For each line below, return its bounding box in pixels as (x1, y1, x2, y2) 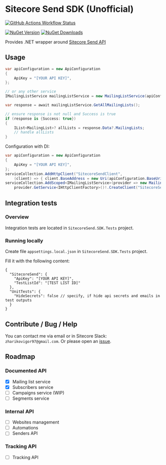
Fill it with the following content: (5, 258, 70, 264)
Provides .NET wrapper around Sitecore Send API (5, 39, 106, 45)
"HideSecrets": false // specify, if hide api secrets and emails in (14, 294, 161, 298)
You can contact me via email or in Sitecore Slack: (5, 333, 107, 339)
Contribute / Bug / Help (5, 320, 78, 328)
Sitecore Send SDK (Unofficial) (5, 3, 134, 15)
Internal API (5, 408, 34, 415)
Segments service (12, 395, 49, 401)
